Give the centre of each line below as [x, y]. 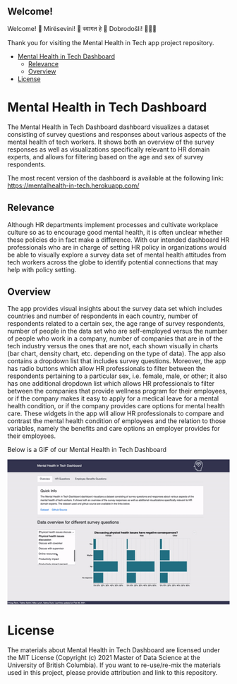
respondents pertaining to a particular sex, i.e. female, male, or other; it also [117, 376]
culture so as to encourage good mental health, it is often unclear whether [115, 232]
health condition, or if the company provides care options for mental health [116, 406]
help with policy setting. [42, 269]
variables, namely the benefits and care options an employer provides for [114, 429]
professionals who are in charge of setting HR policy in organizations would [117, 247]
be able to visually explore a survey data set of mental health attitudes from [117, 255]
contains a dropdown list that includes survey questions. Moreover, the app [117, 361]
